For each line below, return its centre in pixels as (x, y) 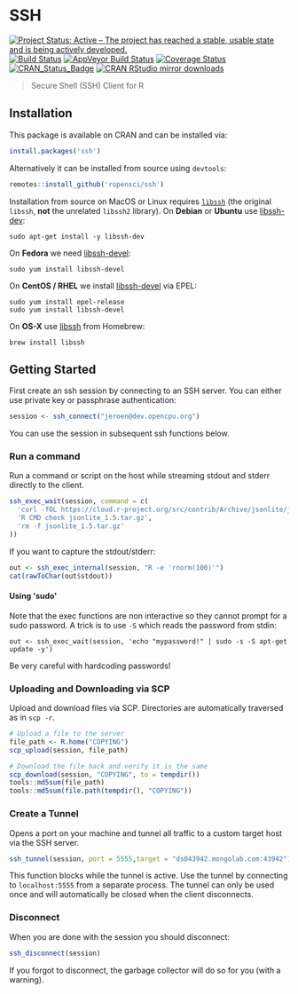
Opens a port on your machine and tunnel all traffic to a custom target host (145, 833)
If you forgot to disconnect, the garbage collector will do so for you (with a (145, 970)
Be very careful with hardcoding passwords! (90, 666)
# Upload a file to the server (67, 734)
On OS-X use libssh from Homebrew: (77, 326)
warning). (27, 979)
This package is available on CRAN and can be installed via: (118, 135)
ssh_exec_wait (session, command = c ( (79, 501)
